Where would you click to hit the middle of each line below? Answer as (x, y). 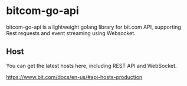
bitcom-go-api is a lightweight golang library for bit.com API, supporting (93, 27)
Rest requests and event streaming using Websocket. (71, 33)
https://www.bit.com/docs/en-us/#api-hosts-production (74, 77)
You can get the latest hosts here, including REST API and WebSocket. (91, 66)
